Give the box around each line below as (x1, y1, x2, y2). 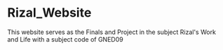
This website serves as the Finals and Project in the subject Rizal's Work (7, 28, 216, 36)
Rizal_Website (7, 5, 92, 21)
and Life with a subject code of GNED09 (7, 35, 124, 43)
